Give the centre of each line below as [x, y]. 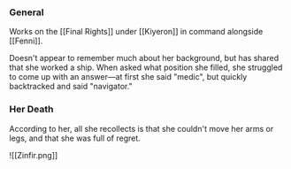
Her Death [31, 110]
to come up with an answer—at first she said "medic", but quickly [128, 77]
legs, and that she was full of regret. [75, 138]
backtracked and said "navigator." [71, 87]
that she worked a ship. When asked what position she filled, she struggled [146, 67]
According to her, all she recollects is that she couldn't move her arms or [142, 128]
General [27, 12]
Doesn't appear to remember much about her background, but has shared [144, 58]
